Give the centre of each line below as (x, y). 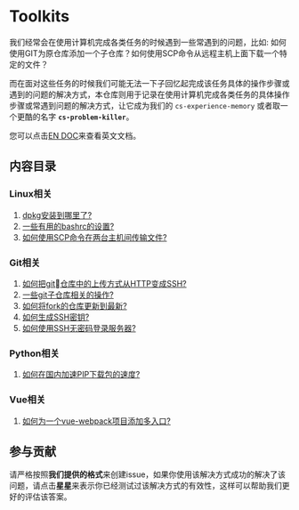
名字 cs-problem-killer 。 (87, 117)
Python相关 (34, 353)
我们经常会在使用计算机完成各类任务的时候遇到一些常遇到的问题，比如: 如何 (148, 42)
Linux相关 (31, 194)
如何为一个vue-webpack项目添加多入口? (96, 421)
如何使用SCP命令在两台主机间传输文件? (94, 237)
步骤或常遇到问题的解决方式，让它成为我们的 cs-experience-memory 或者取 (145, 105)
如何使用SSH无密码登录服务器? (79, 328)
